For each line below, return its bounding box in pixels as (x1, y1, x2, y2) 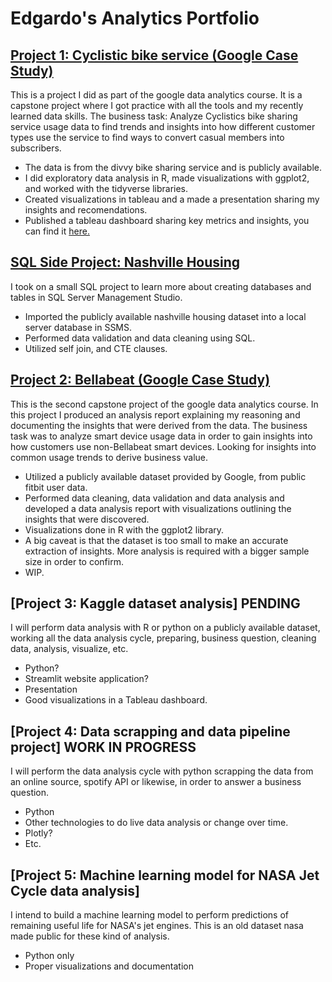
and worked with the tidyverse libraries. (24, 183, 189, 194)
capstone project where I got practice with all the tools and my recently (10, 100, 304, 111)
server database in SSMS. (24, 321, 133, 333)
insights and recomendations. (24, 204, 148, 216)
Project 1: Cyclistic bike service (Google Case (10, 47, 299, 64)
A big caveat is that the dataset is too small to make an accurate (24, 534, 289, 546)
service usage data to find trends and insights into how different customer (10, 121, 316, 132)
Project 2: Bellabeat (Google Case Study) (10, 372, 271, 389)
